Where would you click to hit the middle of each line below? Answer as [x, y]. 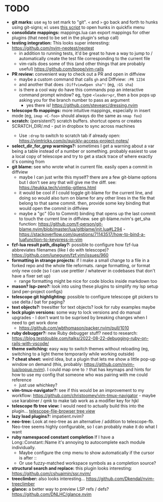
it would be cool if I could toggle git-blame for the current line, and [86, 193]
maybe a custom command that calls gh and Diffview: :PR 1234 [82, 79]
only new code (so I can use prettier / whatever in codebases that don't [83, 271]
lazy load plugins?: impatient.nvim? [48, 416]
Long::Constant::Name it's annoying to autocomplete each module [78, 442]
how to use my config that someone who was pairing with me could [80, 374]
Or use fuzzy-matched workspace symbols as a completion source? [88, 463]
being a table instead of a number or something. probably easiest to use [84, 151]
